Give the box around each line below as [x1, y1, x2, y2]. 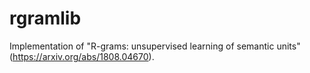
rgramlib [9, 7, 82, 30]
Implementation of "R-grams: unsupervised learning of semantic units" [9, 40, 301, 52]
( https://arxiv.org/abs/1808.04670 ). [9, 50, 155, 62]
